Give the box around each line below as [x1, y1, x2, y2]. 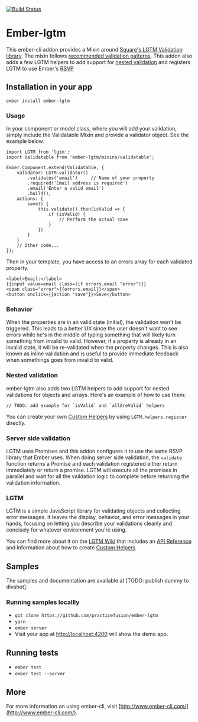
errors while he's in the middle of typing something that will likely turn [6, 331, 176, 338]
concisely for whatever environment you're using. [6, 526, 127, 533]
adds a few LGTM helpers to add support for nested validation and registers [6, 58, 191, 65]
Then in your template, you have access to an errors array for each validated [6, 258, 193, 265]
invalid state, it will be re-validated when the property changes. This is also [6, 344, 189, 351]
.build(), [27, 190, 51, 197]
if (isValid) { [48, 211, 86, 218]
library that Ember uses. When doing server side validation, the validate [6, 454, 182, 461]
